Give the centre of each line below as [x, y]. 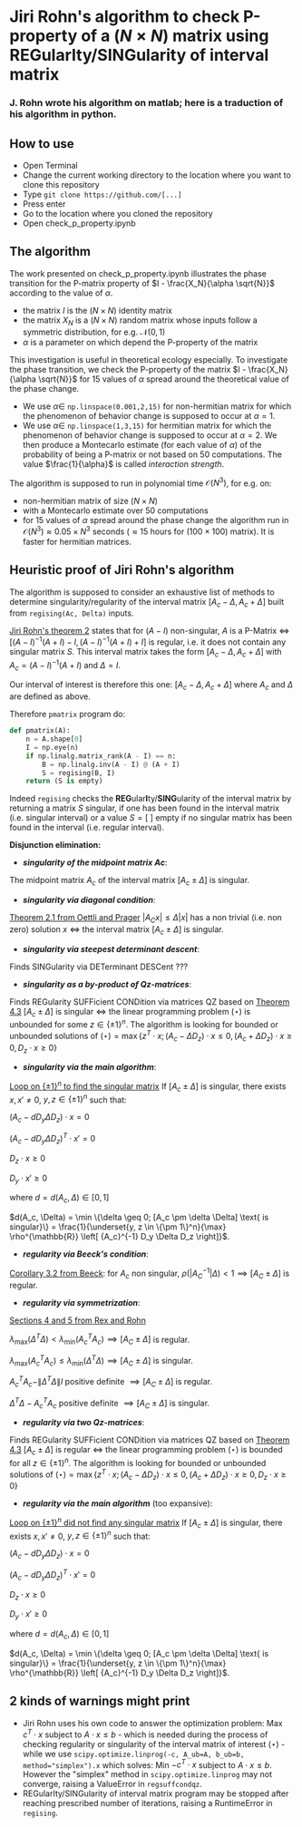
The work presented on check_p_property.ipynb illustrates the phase [138, 273]
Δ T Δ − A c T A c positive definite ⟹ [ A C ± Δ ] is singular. [110, 1403]
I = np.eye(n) [52, 747]
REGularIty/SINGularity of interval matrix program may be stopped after [156, 1793]
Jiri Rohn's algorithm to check [125, 17]
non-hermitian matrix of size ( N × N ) [90, 501]
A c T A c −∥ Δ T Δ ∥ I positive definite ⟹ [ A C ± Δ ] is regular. [111, 1382]
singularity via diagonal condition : [89, 900]
